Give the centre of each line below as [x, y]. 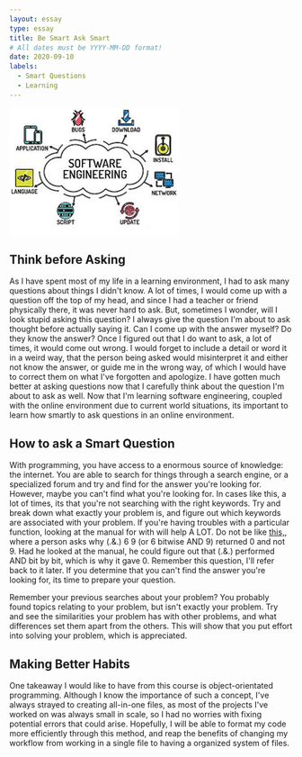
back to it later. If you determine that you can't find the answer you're [138, 571]
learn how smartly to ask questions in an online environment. [122, 415]
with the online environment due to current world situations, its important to [149, 406]
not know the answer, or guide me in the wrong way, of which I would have [148, 367]
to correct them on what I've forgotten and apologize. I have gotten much [145, 377]
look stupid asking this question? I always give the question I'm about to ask [150, 320]
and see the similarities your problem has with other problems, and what [143, 617]
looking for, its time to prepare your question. [93, 580]
